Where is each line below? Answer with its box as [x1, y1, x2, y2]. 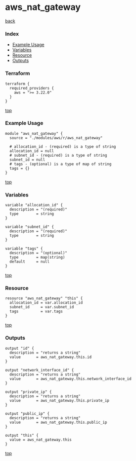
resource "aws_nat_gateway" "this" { [5, 296, 83, 301]
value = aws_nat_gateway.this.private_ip [9, 398, 110, 403]
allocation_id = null [9, 148, 54, 153]
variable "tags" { [5, 246, 43, 251]
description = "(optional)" [9, 251, 68, 256]
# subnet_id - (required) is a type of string [9, 153, 107, 158]
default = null [9, 259, 50, 265]
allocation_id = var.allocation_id [9, 300, 83, 305]
